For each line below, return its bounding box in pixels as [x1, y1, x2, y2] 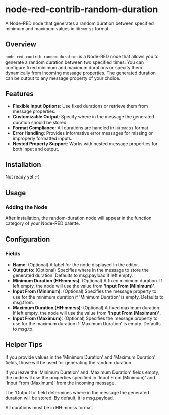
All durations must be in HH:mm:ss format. [5, 404, 93, 410]
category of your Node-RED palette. [5, 220, 80, 226]
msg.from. [12, 299, 34, 305]
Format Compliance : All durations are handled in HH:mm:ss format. [12, 125, 150, 131]
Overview [5, 40, 37, 49]
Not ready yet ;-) [5, 174, 40, 180]
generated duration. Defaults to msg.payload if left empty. [12, 272, 133, 278]
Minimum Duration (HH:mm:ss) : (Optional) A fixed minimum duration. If [12, 277, 162, 283]
